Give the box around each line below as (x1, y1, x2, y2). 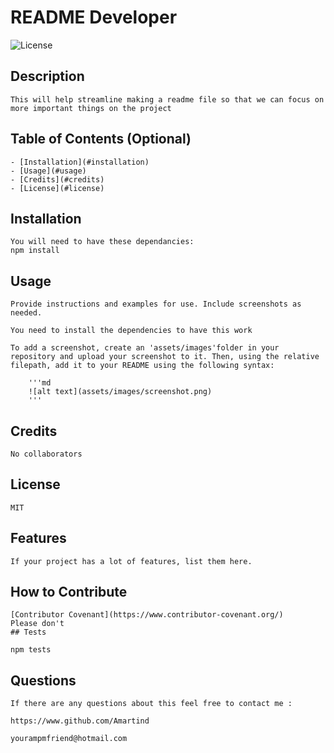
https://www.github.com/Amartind (10, 716, 150, 726)
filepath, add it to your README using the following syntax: (10, 361, 275, 371)
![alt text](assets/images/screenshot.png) (28, 387, 213, 397)
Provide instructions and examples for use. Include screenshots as (10, 299, 302, 310)
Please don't (10, 619, 65, 629)
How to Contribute (10, 584, 128, 601)
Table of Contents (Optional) (10, 131, 192, 148)
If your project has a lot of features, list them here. (10, 556, 253, 566)
